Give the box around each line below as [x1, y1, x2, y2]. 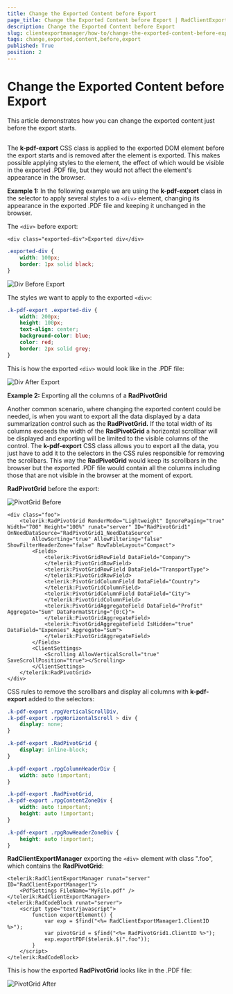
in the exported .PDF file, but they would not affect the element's [7, 166, 192, 174]
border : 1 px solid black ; [19, 261, 95, 268]
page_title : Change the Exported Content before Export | [7, 17, 178, 24]
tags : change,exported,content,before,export [7, 36, 141, 43]
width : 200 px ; [19, 313, 60, 320]
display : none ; [19, 721, 64, 728]
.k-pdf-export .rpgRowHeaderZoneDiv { [7, 829, 119, 836]
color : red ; [19, 339, 54, 346]
